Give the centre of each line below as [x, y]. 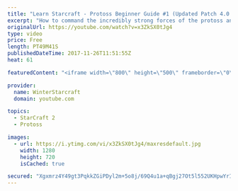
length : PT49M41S [33, 47]
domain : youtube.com [44, 99]
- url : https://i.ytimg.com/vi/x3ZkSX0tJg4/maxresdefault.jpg [107, 144]
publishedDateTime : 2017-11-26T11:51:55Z [69, 54]
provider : [22, 86]
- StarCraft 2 [34, 118]
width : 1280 [38, 150]
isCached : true [42, 163]
